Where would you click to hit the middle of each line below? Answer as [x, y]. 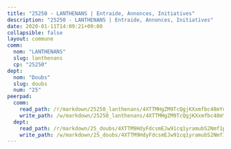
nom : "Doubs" [32, 77]
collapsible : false [35, 33]
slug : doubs [31, 84]
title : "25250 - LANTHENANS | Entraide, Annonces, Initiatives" [101, 13]
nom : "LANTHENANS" [40, 52]
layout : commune [30, 39]
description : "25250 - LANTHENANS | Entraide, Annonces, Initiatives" [110, 20]
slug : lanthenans [38, 58]
